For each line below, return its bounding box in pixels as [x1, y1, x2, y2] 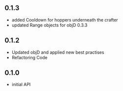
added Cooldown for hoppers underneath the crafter [11, 17, 118, 23]
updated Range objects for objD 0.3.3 [11, 22, 88, 28]
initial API [11, 82, 31, 88]
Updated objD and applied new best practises [11, 49, 104, 55]
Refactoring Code [11, 54, 48, 60]
